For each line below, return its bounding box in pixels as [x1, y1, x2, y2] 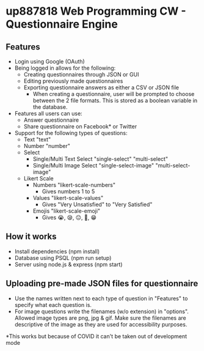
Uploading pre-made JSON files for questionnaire [5, 278, 199, 289]
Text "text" [23, 136, 51, 143]
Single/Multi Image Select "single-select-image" [32, 162, 155, 169]
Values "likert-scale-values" [32, 194, 104, 201]
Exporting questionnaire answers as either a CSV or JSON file [23, 84, 180, 91]
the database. [32, 103, 68, 111]
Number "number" [23, 142, 71, 149]
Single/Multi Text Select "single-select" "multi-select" [32, 155, 169, 163]
